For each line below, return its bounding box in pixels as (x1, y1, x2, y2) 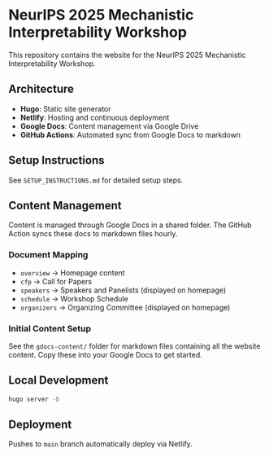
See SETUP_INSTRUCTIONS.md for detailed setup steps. (8, 175, 184, 185)
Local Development (8, 373, 109, 388)
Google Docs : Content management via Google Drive (20, 121, 199, 131)
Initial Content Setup (8, 323, 92, 334)
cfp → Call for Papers (20, 276, 92, 286)
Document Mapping (8, 249, 89, 261)
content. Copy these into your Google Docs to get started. (8, 349, 203, 359)
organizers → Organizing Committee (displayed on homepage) (20, 302, 231, 312)
